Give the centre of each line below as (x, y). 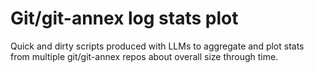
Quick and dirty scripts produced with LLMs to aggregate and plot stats (157, 46)
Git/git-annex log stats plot (124, 18)
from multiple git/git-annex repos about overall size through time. (144, 56)
